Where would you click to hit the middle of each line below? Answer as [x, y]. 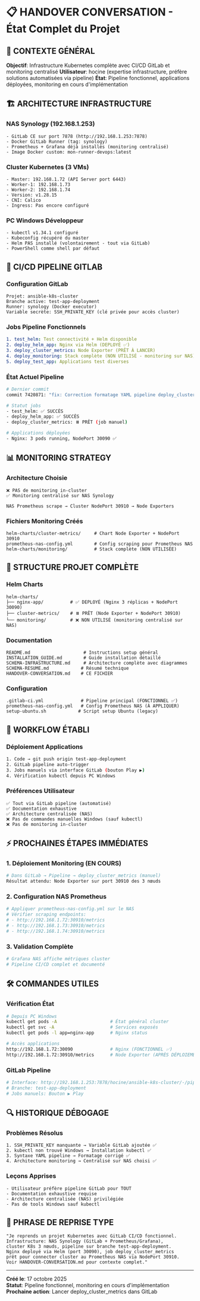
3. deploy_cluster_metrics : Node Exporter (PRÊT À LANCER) [81, 351]
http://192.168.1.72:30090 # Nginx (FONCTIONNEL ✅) [89, 1049]
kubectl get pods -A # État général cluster [87, 1022]
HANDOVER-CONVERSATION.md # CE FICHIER [60, 674]
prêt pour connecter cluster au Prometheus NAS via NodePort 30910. [93, 1257]
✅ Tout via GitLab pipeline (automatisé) [59, 803]
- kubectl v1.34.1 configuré [42, 233]
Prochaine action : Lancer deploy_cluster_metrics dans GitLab [82, 1291]
